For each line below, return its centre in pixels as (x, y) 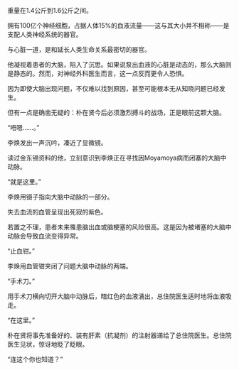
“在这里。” (21, 320)
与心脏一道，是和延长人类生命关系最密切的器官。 (79, 49)
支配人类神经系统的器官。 (45, 34)
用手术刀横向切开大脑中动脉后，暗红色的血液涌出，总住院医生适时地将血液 (116, 296)
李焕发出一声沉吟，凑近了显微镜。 (57, 143)
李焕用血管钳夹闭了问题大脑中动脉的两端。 (70, 266)
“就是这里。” (24, 182)
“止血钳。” (21, 251)
